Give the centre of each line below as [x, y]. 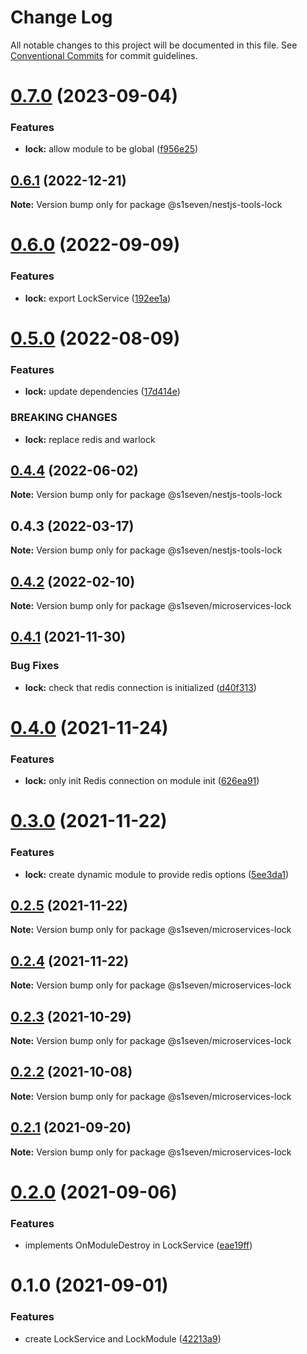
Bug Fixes [35, 666]
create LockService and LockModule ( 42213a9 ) [123, 1338]
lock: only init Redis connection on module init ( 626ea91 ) [142, 781]
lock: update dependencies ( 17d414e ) [102, 392]
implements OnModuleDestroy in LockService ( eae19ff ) [138, 1245]
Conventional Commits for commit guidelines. [104, 55]
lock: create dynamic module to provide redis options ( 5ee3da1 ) [157, 874]
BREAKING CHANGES [64, 418]
